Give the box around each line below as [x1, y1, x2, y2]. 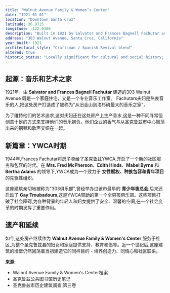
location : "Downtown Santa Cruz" [5, 17, 76, 22]
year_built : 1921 [5, 41, 42, 46]
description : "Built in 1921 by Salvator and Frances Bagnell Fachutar [5, 31, 159, 36]
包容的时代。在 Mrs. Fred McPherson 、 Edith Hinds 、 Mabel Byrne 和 [14, 162, 159, 168]
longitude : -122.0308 [5, 26, 51, 31]
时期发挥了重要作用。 [14, 205, 59, 210]
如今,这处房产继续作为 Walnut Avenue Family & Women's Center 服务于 [5, 235, 156, 241]
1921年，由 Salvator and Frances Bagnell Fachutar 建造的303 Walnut [5, 89, 151, 95]
